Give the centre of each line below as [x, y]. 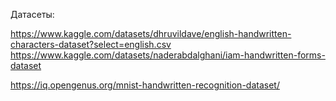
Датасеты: [32, 14]
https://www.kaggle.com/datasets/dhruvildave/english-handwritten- [151, 33]
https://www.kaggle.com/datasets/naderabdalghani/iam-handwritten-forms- [168, 55]
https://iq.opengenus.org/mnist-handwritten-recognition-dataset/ [145, 85]
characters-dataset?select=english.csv [91, 44]
